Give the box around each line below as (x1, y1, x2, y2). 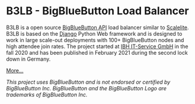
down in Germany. (6, 55, 51, 62)
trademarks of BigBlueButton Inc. (6, 91, 88, 98)
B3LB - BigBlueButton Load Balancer (6, 4, 189, 18)
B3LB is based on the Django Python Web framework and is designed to (6, 30, 183, 37)
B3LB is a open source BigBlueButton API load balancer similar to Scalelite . (6, 24, 189, 31)
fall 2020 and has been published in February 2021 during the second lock (6, 49, 188, 56)
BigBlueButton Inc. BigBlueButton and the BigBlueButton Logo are (6, 84, 167, 92)
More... (6, 67, 24, 74)
